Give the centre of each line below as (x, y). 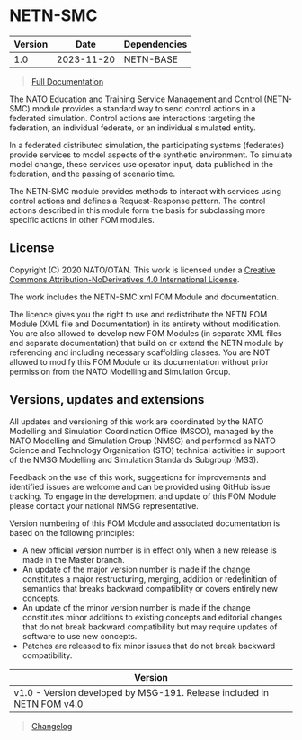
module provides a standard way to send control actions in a (144, 108)
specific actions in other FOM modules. (82, 219)
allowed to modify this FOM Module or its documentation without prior (139, 361)
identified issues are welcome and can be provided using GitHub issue (140, 486)
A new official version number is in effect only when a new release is (149, 550)
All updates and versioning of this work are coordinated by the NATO (137, 421)
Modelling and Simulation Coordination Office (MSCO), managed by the (142, 431)
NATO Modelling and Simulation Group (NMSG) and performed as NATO (142, 441)
